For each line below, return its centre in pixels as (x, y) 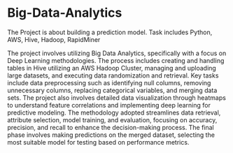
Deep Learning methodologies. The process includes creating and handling (116, 60)
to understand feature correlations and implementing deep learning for (109, 105)
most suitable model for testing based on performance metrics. (98, 142)
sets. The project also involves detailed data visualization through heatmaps (116, 97)
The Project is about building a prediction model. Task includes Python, (110, 32)
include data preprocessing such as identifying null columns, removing (109, 82)
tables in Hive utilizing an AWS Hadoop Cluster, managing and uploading (112, 68)
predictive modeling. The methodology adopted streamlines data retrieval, (114, 112)
